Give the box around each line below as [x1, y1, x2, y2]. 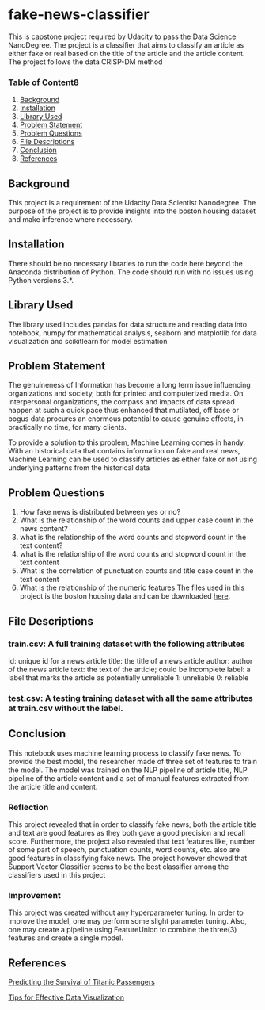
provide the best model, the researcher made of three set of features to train [8, 756, 257, 766]
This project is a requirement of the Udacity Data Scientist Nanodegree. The [8, 198, 256, 208]
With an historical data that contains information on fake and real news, [8, 446, 240, 456]
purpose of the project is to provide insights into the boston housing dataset [8, 206, 256, 216]
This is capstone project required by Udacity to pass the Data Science [8, 32, 237, 41]
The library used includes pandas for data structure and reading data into [8, 319, 248, 329]
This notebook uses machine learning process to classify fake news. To [8, 748, 241, 758]
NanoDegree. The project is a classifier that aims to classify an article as [8, 40, 244, 49]
